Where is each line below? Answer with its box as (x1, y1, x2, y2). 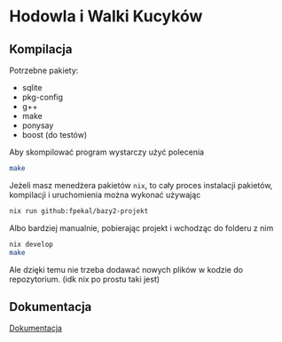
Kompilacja (9, 42, 73, 57)
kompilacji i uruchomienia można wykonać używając (9, 189, 201, 200)
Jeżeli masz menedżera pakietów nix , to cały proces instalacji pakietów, (9, 179, 273, 190)
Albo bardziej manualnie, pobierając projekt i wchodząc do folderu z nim (9, 222, 274, 233)
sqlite (21, 83, 43, 92)
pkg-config (21, 91, 64, 102)
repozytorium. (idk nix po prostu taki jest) (9, 274, 161, 284)
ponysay (21, 120, 54, 131)
